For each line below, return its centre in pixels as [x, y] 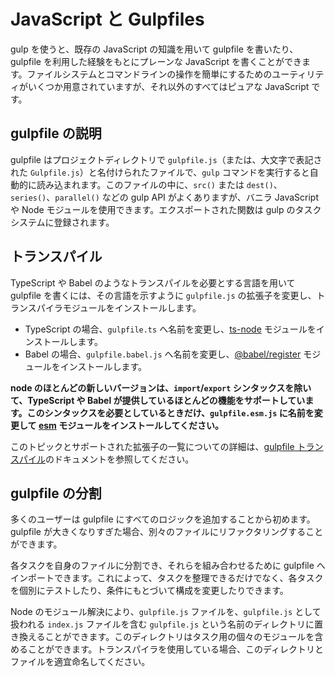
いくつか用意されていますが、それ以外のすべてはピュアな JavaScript [168, 86]
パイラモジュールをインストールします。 [119, 307]
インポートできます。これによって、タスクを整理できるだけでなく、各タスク [167, 578]
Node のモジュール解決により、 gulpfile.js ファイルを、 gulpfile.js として [166, 612]
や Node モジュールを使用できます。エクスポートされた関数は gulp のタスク [166, 209]
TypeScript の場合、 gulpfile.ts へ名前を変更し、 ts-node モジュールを [170, 329]
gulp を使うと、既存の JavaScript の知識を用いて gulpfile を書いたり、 [154, 49]
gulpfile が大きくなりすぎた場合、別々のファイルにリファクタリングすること [167, 532]
